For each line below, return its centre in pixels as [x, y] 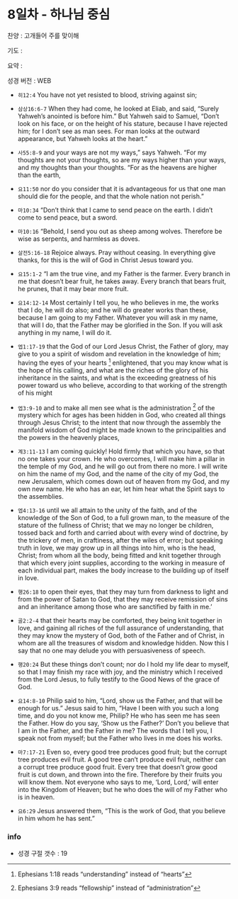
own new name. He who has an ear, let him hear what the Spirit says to [121, 489]
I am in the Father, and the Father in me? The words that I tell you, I [115, 731]
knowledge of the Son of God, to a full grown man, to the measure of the [124, 518]
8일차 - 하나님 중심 [59, 15]
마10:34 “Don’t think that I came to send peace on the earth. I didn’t [115, 210]
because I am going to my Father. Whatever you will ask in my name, [118, 317]
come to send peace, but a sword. [68, 217]
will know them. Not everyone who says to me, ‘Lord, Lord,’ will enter [118, 782]
